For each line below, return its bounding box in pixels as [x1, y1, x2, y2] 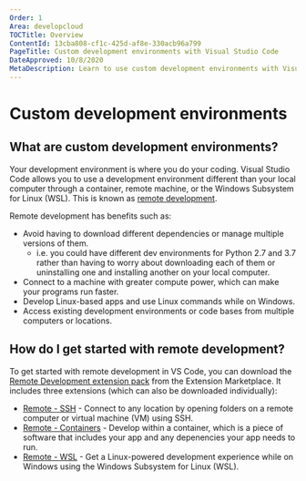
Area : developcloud [9, 22, 84, 31]
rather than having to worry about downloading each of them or [36, 257, 276, 268]
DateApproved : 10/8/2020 [9, 56, 104, 65]
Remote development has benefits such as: [9, 210, 172, 221]
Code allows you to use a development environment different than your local [9, 173, 296, 184]
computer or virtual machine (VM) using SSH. [22, 412, 194, 424]
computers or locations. [22, 315, 112, 326]
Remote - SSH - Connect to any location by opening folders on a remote [22, 403, 294, 414]
